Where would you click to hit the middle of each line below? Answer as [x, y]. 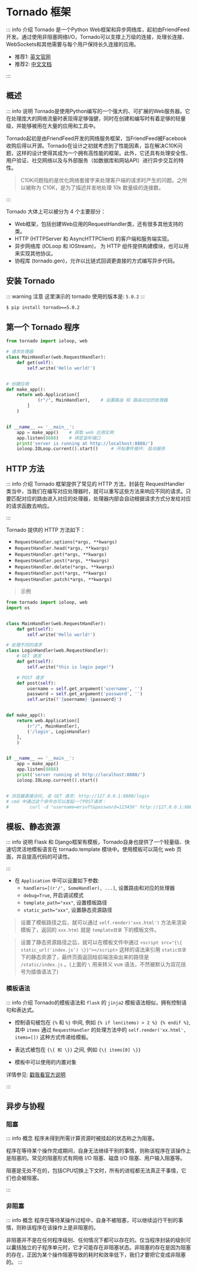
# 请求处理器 [20, 352]
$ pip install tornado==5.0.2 [43, 307]
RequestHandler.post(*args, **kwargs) [62, 561]
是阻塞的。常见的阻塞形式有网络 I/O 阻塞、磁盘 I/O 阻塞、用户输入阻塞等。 [96, 1158]
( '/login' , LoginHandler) [59, 732]
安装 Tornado [30, 281]
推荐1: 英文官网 [33, 56]
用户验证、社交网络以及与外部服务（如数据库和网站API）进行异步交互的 [92, 160]
